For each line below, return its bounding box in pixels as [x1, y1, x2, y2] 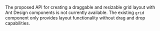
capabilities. [5, 20, 30, 26]
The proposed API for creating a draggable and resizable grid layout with [5, 4, 155, 10]
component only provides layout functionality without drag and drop [5, 15, 145, 20]
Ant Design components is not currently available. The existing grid [5, 9, 144, 15]
